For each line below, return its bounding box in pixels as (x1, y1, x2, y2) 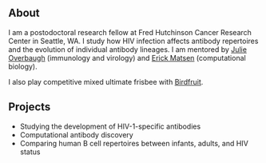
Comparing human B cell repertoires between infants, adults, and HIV (19, 138, 249, 148)
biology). (8, 62, 38, 71)
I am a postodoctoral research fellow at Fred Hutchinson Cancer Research (8, 27, 252, 37)
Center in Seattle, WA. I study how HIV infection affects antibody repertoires (8, 36, 259, 46)
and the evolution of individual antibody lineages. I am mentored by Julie (8, 44, 248, 54)
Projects (8, 100, 51, 114)
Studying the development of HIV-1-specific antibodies (19, 121, 201, 131)
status (19, 147, 41, 157)
